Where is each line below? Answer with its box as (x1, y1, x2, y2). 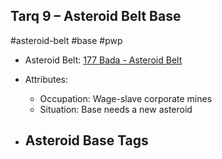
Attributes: (24, 73, 69, 85)
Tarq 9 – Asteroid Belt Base (10, 8, 182, 25)
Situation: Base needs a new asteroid (39, 103, 193, 115)
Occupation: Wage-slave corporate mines (39, 92, 213, 104)
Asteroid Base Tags (24, 132, 149, 149)
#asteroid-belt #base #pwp (10, 34, 123, 46)
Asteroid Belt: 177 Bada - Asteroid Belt (24, 54, 183, 66)
